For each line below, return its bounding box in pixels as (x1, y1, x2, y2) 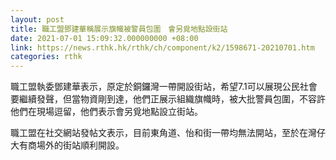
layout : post (10, 14, 65, 25)
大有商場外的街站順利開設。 (10, 139, 125, 151)
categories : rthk (10, 52, 83, 62)
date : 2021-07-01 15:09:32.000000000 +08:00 (10, 33, 199, 43)
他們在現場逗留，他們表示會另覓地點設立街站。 (10, 106, 203, 118)
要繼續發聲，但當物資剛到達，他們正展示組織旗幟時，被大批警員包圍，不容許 (10, 93, 326, 105)
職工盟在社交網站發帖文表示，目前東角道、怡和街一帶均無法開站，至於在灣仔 (10, 127, 326, 139)
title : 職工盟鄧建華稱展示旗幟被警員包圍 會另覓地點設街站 (10, 24, 228, 34)
